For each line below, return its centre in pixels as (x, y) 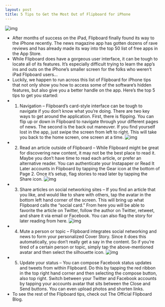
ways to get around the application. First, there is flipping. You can (87, 116)
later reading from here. (43, 221)
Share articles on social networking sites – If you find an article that (87, 189)
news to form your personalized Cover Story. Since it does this (83, 236)
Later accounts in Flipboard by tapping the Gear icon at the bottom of (90, 168)
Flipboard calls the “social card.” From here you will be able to (82, 205)
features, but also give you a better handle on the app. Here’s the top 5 (84, 90)
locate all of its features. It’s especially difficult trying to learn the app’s (83, 64)
